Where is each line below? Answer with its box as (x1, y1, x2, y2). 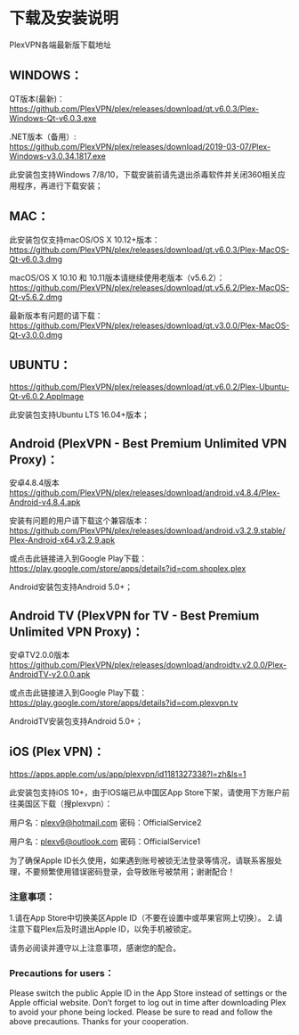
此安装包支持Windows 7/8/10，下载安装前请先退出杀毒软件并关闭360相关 (9, 168, 279, 179)
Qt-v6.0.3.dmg (9, 253, 63, 264)
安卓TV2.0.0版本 (9, 650, 69, 660)
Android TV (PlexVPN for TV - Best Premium (9, 608, 260, 623)
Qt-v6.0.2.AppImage (9, 391, 85, 402)
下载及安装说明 (9, 8, 119, 29)
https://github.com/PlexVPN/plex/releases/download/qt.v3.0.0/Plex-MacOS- (9, 320, 290, 331)
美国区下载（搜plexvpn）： (16, 798, 113, 809)
